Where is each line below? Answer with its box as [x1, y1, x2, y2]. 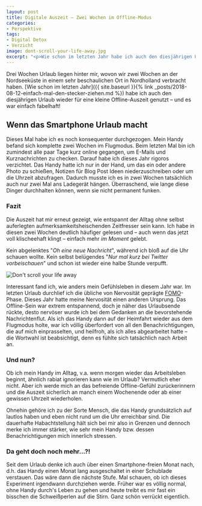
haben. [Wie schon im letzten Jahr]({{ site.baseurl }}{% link [6, 83, 153, 90]
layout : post [6, 8, 39, 15]
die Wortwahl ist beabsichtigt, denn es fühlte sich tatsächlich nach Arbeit [6, 334, 188, 341]
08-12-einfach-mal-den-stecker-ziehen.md [6, 89, 114, 96]
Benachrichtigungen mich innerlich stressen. [6, 432, 117, 440]
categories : [6, 20, 36, 26]
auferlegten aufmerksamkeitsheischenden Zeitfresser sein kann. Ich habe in [6, 222, 195, 229]
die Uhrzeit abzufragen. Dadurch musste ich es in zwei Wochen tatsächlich [6, 174, 192, 182]
